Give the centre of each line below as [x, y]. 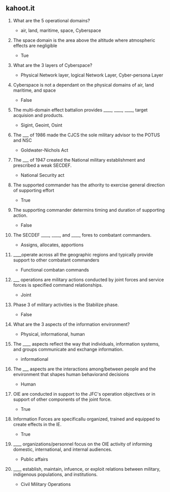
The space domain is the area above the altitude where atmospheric [84, 40]
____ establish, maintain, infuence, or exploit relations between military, [87, 469]
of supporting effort [34, 190]
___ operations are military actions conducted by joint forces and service [88, 279]
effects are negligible [35, 46]
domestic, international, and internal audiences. [63, 449]
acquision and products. [38, 115]
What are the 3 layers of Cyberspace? [53, 65]
